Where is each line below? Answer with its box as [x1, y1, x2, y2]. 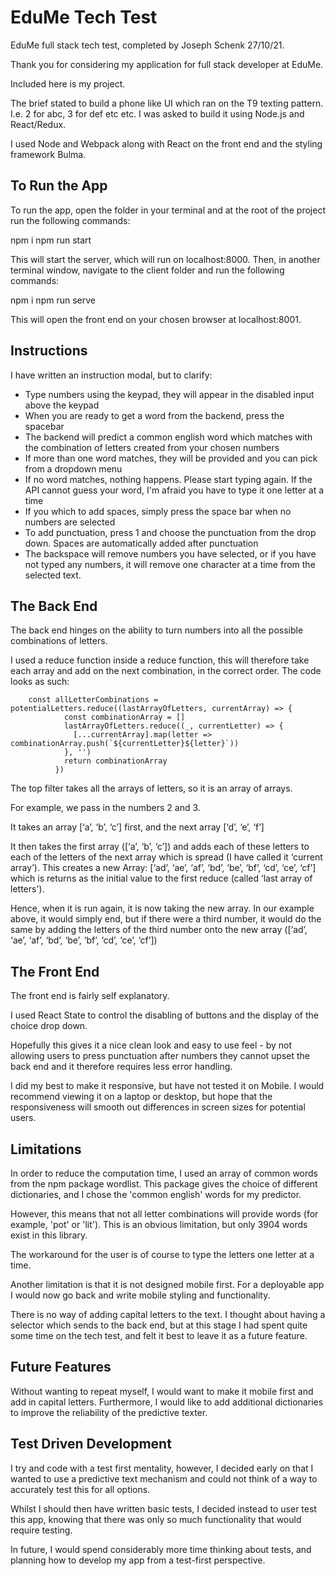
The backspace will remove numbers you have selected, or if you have [24, 547, 317, 560]
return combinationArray [63, 756, 168, 766]
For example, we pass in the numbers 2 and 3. [10, 802, 201, 814]
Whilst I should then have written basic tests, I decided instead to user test [10, 1502, 317, 1515]
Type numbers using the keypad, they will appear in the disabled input [24, 388, 315, 400]
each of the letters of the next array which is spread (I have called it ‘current [10, 851, 323, 863]
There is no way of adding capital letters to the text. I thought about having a [10, 1309, 326, 1320]
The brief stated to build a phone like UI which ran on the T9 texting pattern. [10, 97, 324, 109]
